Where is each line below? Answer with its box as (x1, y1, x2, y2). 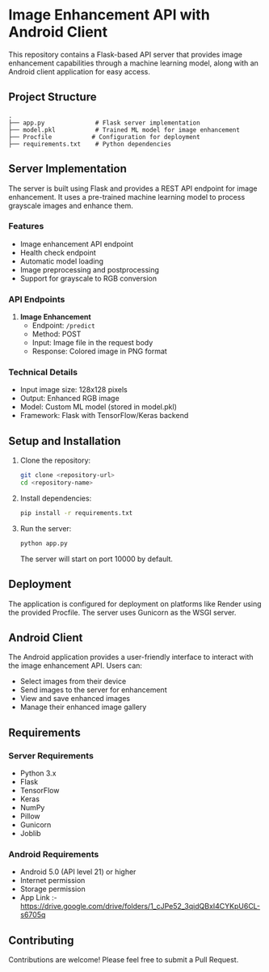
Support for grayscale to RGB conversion (19, 273, 158, 283)
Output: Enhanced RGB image (19, 394, 120, 404)
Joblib (19, 829, 42, 839)
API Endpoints (8, 294, 65, 305)
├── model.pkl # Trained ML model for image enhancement (8, 125, 241, 134)
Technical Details (8, 366, 78, 378)
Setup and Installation (8, 434, 121, 448)
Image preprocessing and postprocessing (19, 264, 160, 274)
